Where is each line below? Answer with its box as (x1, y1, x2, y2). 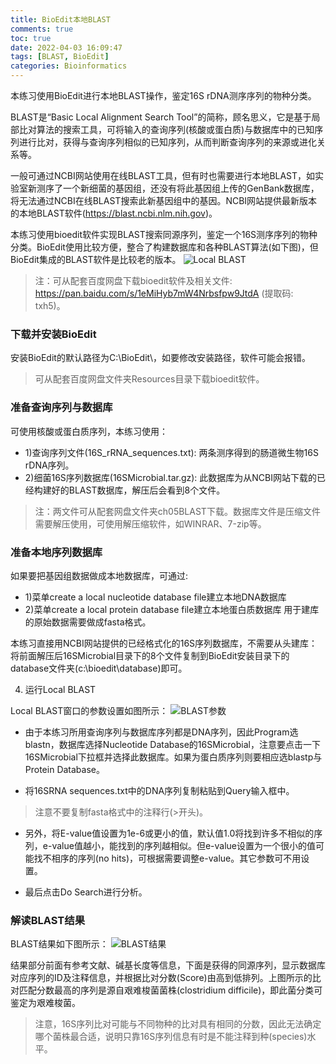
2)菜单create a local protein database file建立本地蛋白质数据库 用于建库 (24, 603, 320, 615)
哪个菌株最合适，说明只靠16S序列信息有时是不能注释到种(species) (34, 1031, 308, 1043)
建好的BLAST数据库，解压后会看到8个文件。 (42, 484, 226, 496)
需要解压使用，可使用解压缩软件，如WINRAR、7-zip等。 (34, 517, 267, 530)
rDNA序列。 (24, 459, 75, 471)
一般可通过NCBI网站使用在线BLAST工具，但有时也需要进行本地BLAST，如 (10, 170, 316, 181)
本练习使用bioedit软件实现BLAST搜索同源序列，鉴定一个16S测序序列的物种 (10, 229, 318, 240)
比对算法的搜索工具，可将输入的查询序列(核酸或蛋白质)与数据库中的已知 (18, 124, 315, 135)
